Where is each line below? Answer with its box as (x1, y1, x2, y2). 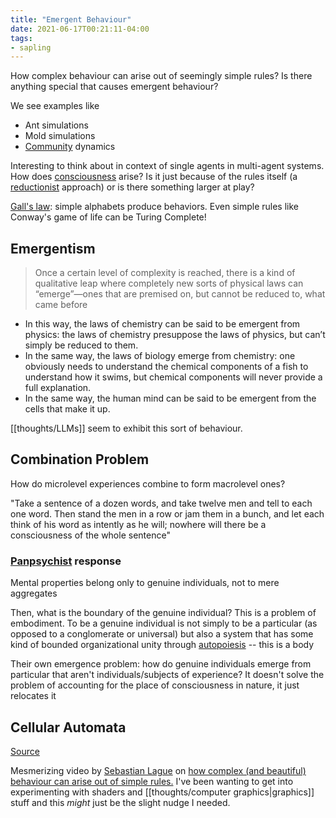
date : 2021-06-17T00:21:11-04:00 (10, 24, 150, 34)
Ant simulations (24, 119, 89, 131)
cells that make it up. (24, 403, 111, 415)
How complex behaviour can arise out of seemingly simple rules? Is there (10, 70, 313, 82)
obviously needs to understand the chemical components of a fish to (24, 361, 309, 373)
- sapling (10, 42, 52, 53)
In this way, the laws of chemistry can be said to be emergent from (24, 318, 301, 330)
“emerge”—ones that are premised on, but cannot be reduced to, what (34, 288, 326, 300)
